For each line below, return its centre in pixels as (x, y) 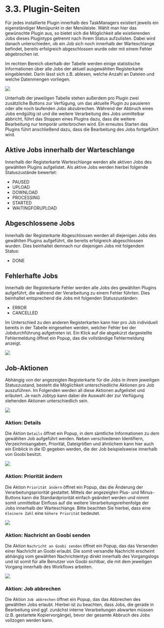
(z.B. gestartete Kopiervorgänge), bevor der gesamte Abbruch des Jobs (78, 615)
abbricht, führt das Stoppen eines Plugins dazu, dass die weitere (70, 119)
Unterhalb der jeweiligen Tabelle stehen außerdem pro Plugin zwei (72, 98)
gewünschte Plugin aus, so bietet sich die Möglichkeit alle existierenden (78, 33)
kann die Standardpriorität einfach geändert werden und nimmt (85, 497)
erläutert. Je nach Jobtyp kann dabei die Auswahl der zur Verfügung (74, 396)
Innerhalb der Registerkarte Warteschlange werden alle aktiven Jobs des (78, 162)
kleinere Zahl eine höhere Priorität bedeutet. (53, 513)
